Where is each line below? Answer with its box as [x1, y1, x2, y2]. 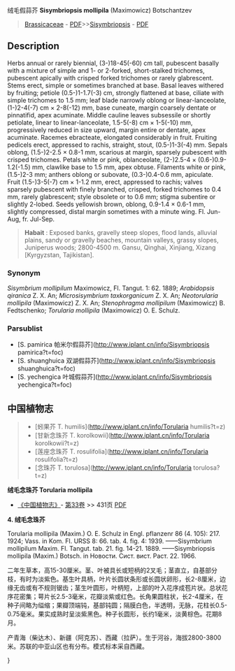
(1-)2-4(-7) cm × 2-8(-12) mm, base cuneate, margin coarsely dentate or [7, 103, 217, 112]
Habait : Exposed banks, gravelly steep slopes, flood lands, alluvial [24, 228, 218, 236]
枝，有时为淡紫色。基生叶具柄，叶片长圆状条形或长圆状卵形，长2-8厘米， [7, 575, 220, 584]
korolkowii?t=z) [34, 439, 79, 447]
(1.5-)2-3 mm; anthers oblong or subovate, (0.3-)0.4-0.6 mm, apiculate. [7, 170, 213, 178]
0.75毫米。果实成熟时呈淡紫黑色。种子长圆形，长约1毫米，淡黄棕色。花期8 [7, 610, 222, 619]
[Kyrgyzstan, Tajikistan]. [24, 250, 94, 259]
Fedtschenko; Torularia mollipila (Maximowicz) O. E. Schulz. [7, 306, 180, 315]
